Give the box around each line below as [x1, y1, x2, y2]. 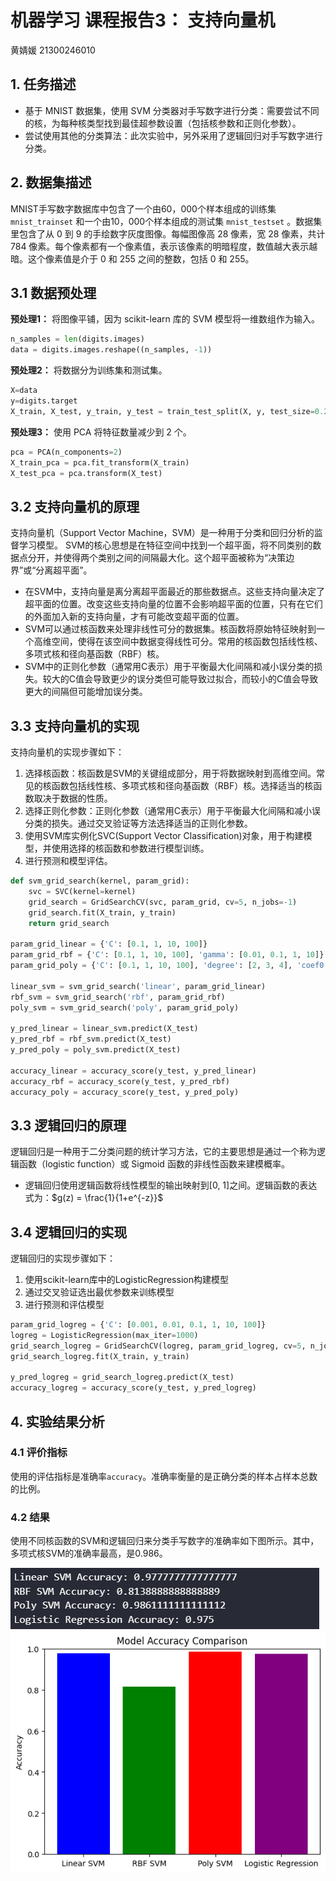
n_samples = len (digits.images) [10, 334, 145, 345]
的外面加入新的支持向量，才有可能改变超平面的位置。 [24, 611, 245, 623]
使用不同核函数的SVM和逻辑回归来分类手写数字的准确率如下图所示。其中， [10, 1535, 320, 1547]
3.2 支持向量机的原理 [10, 498, 140, 515]
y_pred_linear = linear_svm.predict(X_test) [10, 1024, 199, 1034]
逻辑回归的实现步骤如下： [10, 1252, 116, 1264]
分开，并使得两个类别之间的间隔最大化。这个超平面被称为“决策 [27, 552, 287, 564]
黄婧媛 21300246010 [10, 44, 96, 56]
